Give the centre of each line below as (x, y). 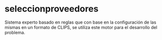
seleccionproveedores (52, 9)
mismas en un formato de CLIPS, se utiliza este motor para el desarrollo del (81, 27)
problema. (15, 32)
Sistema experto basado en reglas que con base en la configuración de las (81, 22)
